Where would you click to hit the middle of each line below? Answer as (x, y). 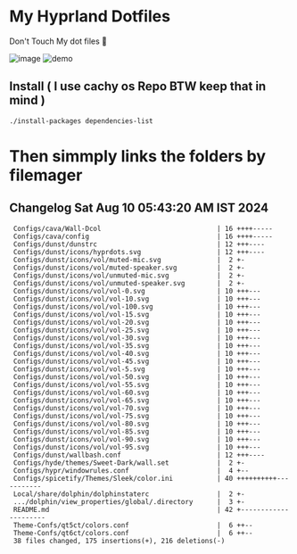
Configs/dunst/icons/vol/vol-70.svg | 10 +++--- (137, 408)
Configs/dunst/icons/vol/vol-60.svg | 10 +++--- (137, 393)
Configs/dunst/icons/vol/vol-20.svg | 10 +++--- (137, 322)
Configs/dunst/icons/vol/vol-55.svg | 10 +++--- (137, 384)
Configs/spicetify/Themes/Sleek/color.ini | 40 (123, 478)
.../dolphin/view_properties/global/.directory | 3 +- (129, 501)
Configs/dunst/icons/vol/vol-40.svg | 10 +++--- (137, 353)
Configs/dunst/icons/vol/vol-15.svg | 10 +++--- (137, 314)
